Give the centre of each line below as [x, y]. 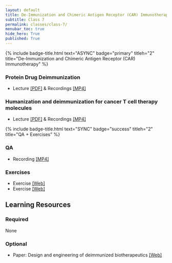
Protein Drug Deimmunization [43, 77]
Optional [16, 244]
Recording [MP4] [31, 159]
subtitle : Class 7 [25, 19]
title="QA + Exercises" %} [33, 135]
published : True [23, 39]
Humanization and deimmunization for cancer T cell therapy [82, 102]
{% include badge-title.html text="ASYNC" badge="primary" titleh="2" [80, 53]
